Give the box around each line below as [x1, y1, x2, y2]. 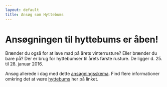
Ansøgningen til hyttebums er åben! [5, 34, 158, 45]
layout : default [5, 7, 39, 13]
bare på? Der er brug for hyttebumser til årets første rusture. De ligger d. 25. [5, 56, 162, 62]
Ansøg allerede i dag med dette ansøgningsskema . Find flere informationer [5, 71, 160, 77]
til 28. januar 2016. [5, 61, 44, 67]
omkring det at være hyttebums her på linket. [5, 76, 99, 82]
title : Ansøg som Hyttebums [5, 12, 64, 17]
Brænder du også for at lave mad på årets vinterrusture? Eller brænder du [5, 50, 157, 56]
